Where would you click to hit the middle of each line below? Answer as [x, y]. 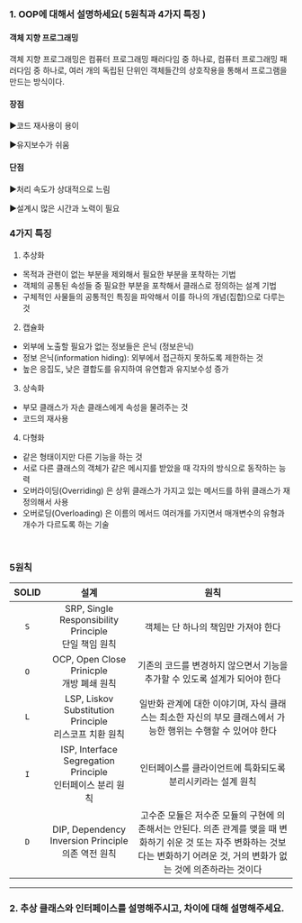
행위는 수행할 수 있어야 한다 [222, 731]
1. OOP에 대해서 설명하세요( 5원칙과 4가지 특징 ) [108, 14]
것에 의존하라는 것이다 [218, 870]
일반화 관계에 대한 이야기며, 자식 [203, 704]
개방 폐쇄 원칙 [89, 684]
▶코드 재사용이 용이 [44, 126]
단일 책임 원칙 [89, 644]
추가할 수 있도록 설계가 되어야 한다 [213, 680]
